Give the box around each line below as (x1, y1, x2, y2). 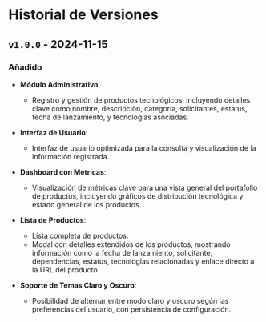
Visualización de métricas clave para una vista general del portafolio (31, 183, 258, 192)
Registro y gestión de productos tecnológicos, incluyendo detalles (31, 95, 251, 105)
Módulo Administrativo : (19, 79, 100, 89)
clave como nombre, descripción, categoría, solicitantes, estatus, (31, 103, 248, 113)
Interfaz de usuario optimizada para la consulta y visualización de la (31, 143, 256, 153)
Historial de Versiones (8, 6, 159, 24)
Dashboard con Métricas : (19, 167, 107, 177)
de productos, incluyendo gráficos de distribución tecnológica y (31, 191, 244, 201)
